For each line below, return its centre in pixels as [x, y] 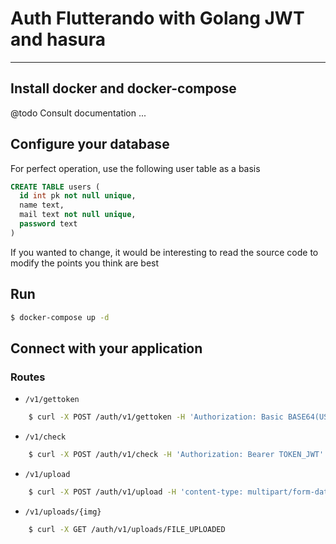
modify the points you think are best [85, 263]
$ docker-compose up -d [60, 317]
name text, [42, 205]
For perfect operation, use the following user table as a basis [135, 168]
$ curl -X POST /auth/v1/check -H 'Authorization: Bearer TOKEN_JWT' [176, 455]
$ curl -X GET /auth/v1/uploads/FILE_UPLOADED [127, 529]
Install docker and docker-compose [123, 88]
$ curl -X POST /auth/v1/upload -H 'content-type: [136, 492]
